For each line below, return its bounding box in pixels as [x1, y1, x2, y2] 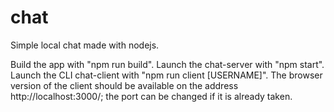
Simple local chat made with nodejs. [10, 39, 160, 51]
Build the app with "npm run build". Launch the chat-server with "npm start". [10, 58, 325, 70]
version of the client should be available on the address [10, 79, 239, 91]
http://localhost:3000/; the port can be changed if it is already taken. [10, 90, 293, 102]
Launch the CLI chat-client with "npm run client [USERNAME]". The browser [10, 69, 323, 81]
